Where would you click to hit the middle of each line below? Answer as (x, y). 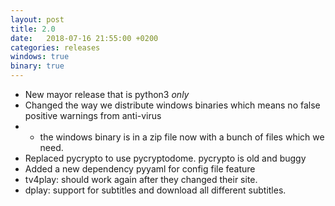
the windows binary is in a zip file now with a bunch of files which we (182, 137)
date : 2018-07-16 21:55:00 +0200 (84, 38)
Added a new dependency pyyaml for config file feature (140, 169)
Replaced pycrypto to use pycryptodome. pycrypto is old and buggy (165, 158)
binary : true (37, 66)
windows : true (40, 57)
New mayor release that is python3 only (107, 94)
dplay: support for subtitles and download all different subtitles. (155, 190)
